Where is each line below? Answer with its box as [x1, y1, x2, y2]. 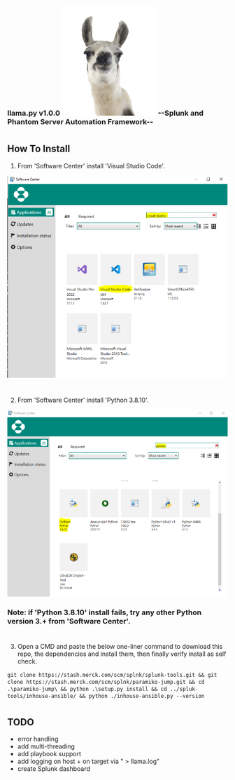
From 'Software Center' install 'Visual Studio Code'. [17, 161, 166, 170]
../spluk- [170, 686, 199, 693]
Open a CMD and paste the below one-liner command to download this [17, 643, 223, 651]
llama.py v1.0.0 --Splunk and [7, 108, 204, 118]
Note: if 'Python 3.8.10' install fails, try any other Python [7, 607, 201, 617]
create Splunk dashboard [17, 764, 91, 773]
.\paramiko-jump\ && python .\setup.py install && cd [7, 686, 168, 693]
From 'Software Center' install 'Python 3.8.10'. [17, 396, 149, 404]
